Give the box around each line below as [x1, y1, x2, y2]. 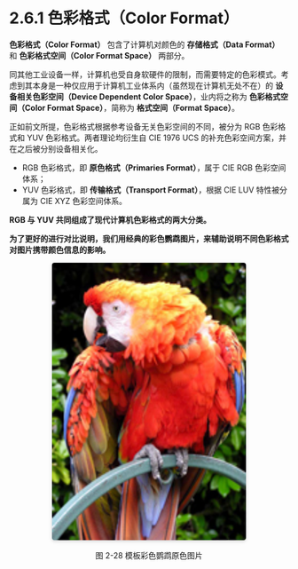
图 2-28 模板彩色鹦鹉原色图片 [95, 549, 203, 560]
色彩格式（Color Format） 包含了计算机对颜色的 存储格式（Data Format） [9, 39, 280, 50]
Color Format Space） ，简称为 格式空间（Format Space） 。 [24, 102, 240, 113]
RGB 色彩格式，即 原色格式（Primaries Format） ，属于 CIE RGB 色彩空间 [21, 162, 286, 173]
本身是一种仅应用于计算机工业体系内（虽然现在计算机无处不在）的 [32, 80, 273, 91]
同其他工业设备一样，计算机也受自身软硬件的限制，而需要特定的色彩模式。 [9, 68, 281, 80]
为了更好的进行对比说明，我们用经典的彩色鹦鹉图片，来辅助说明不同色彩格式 [9, 233, 289, 244]
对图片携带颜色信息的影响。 [9, 244, 111, 255]
